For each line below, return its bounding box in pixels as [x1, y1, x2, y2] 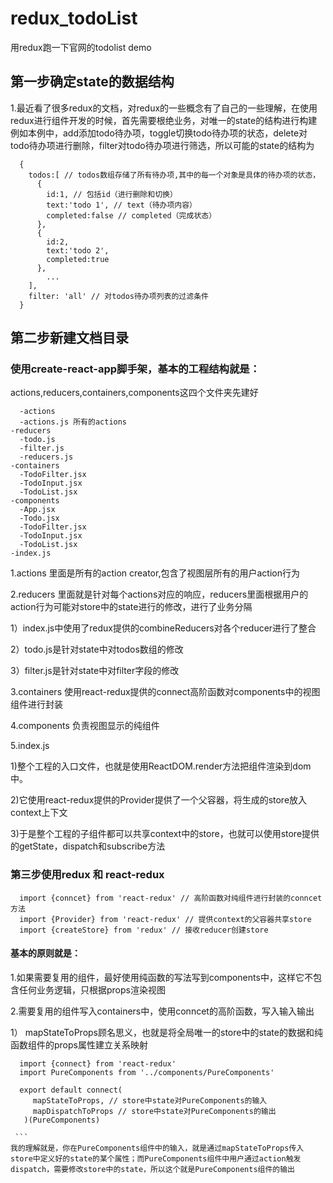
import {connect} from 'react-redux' [19, 1058, 177, 1069]
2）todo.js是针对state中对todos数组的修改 [10, 643, 184, 656]
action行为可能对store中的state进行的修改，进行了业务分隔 [10, 601, 253, 613]
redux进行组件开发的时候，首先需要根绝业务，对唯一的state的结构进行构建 [10, 114, 318, 126]
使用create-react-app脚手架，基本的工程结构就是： [10, 362, 261, 376]
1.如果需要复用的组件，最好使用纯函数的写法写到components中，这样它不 [10, 971, 313, 983]
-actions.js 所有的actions [19, 417, 128, 427]
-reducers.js [19, 452, 74, 462]
